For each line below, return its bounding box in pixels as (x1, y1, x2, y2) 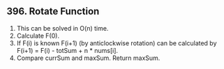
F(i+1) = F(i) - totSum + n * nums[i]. (16, 46, 119, 54)
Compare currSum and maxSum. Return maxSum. (16, 54, 160, 62)
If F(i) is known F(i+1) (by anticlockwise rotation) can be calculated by (16, 38, 217, 47)
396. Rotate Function (6, 6, 100, 17)
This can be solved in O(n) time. (16, 24, 109, 32)
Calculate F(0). (16, 31, 60, 40)
